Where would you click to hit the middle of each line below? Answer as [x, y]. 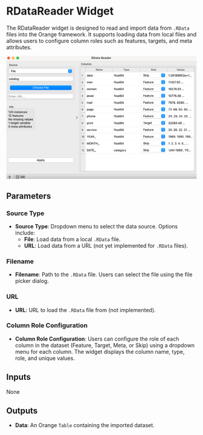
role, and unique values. [45, 358]
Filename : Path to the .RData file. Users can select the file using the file [104, 274]
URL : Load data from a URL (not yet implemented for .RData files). [106, 245]
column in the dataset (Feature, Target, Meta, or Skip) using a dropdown [105, 345]
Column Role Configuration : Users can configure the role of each [97, 339]
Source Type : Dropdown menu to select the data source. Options [96, 226]
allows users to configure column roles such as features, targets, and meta [99, 41]
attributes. [19, 47]
